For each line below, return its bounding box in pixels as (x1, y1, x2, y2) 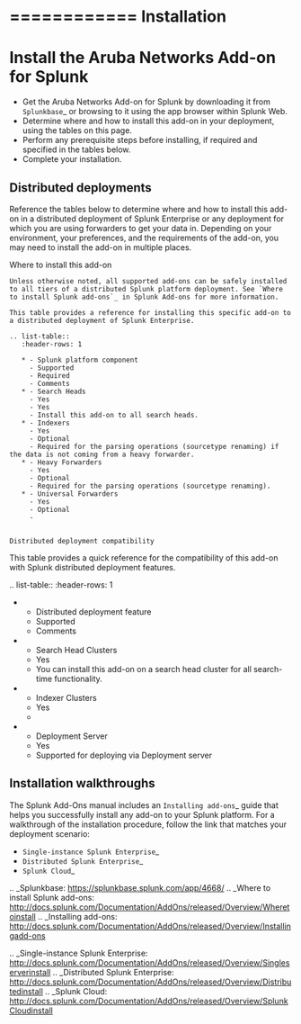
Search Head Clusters (35, 644, 118, 655)
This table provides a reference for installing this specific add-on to (9, 308, 292, 317)
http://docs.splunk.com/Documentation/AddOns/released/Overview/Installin (9, 921, 292, 931)
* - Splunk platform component (21, 355, 139, 364)
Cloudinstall (9, 1005, 54, 1016)
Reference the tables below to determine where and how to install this (9, 203, 268, 214)
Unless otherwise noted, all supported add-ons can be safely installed (9, 276, 288, 285)
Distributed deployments (9, 180, 153, 195)
